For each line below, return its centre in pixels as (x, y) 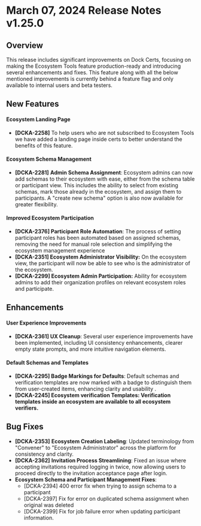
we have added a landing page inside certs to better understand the (98, 139)
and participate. (34, 289)
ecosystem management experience (60, 250)
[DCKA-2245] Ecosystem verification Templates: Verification (93, 395)
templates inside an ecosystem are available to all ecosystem (93, 401)
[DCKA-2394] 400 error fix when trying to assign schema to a (100, 486)
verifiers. (27, 408)
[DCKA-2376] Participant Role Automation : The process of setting (98, 231)
